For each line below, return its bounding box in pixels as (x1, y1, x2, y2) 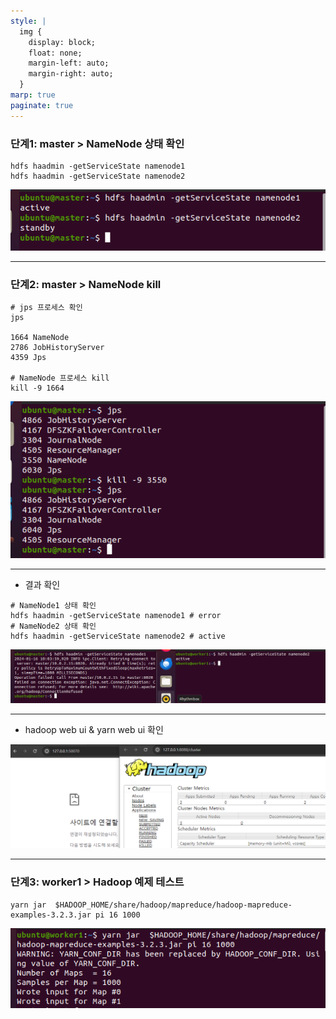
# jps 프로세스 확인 (10, 303, 83, 313)
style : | (10, 16, 47, 26)
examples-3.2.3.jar (10, 910, 92, 920)
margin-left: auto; (28, 58, 110, 69)
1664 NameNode (10, 333, 70, 343)
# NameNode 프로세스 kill (10, 373, 110, 384)
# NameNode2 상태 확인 (10, 621, 97, 632)
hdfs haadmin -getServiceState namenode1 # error (10, 611, 222, 621)
